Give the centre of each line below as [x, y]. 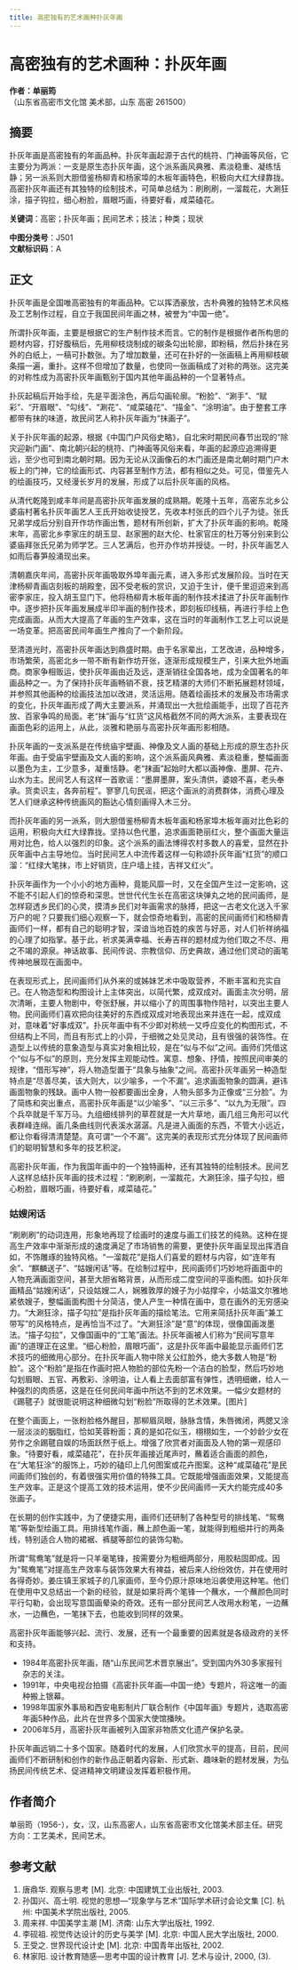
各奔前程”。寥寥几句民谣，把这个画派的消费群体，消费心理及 [174, 791]
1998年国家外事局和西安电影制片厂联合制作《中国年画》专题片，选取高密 [155, 1708]
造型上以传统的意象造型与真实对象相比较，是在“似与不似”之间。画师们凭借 [145, 1048]
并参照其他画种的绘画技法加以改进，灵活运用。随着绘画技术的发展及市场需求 [149, 694]
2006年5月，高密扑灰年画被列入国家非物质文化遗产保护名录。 [135, 1730]
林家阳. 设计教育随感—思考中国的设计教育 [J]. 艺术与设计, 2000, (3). [146, 1957]
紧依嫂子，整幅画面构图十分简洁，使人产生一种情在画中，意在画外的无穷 [141, 1302]
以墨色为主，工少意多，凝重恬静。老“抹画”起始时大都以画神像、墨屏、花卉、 [149, 768]
